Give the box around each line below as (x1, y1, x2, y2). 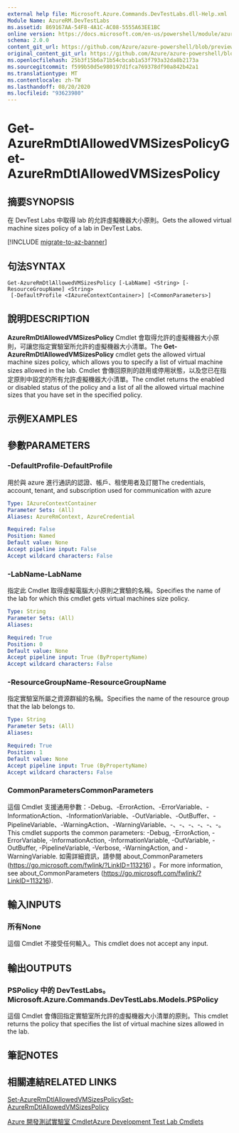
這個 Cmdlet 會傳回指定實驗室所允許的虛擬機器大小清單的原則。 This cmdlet (7, 1011, 229, 1021)
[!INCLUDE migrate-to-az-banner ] (7, 238, 107, 246)
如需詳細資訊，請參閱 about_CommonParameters (59, 851, 203, 861)
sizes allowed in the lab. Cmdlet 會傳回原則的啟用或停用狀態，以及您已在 (7, 366, 221, 374)
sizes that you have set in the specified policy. (7, 390, 143, 399)
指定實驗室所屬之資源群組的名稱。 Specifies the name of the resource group (7, 694, 230, 703)
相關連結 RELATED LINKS (7, 1075, 117, 1088)
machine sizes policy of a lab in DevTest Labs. (7, 224, 143, 233)
